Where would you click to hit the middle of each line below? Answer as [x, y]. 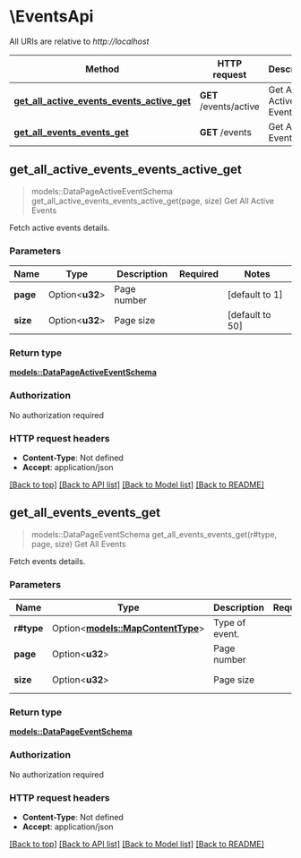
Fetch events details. [47, 561]
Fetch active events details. [60, 227]
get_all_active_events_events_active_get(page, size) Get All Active [153, 201]
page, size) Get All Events [79, 544]
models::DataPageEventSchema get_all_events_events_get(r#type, [154, 534]
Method [102, 69]
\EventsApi [52, 17]
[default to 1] [255, 295]
